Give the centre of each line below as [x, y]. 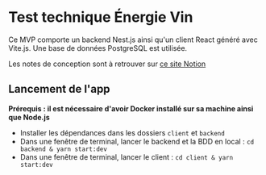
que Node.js [29, 117]
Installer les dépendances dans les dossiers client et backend [123, 132]
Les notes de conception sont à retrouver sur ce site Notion [107, 64]
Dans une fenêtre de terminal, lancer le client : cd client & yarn [127, 156]
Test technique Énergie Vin [101, 17]
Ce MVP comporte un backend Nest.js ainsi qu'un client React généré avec [133, 40]
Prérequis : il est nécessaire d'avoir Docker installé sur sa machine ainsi [131, 108]
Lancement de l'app [59, 89]
